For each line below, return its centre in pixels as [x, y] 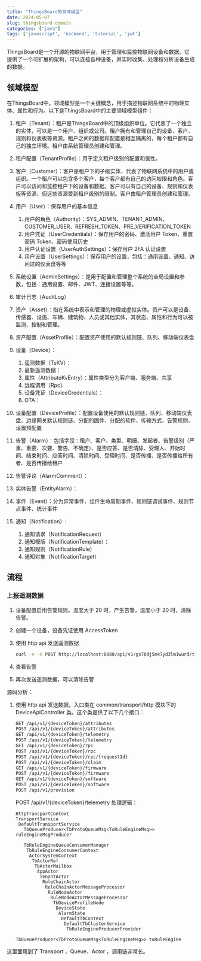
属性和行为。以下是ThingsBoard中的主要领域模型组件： [85, 110]
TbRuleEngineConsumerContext [63, 850]
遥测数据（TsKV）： [48, 362]
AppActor [48, 871]
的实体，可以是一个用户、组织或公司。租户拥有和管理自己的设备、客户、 [104, 131]
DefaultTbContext [83, 918]
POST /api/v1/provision [45, 790]
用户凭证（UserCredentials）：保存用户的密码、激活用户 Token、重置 [109, 234]
